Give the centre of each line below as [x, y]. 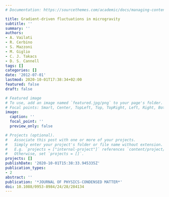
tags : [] [14, 66]
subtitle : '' [19, 24]
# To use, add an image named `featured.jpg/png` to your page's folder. [84, 103]
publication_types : [26, 168]
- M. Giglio [18, 52]
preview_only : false [31, 126]
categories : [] [21, 70]
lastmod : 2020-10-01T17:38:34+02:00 [44, 80]
